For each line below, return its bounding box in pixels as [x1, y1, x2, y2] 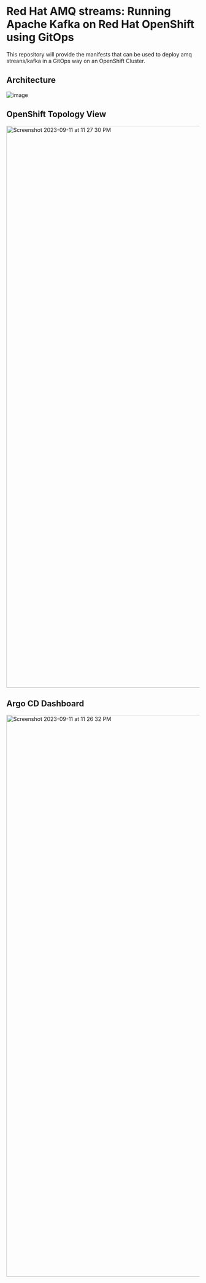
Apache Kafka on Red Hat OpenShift [6, 17, 195, 31]
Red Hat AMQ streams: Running [6, 4, 171, 18]
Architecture [6, 75, 56, 85]
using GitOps [6, 31, 75, 44]
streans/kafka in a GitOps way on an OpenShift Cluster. [6, 57, 145, 64]
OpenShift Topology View [6, 109, 106, 120]
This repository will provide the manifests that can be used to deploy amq [6, 50, 192, 58]
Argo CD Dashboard [6, 698, 85, 709]
